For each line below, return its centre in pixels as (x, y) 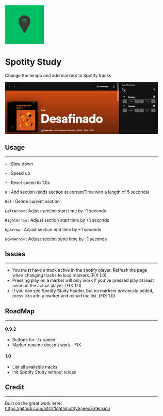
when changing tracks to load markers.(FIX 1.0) (59, 275)
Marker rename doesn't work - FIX (47, 345)
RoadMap (20, 311)
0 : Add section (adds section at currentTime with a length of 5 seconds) (77, 192)
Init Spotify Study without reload (44, 372)
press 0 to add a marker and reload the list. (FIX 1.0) (64, 296)
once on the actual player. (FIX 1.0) (47, 286)
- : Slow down (19, 164)
